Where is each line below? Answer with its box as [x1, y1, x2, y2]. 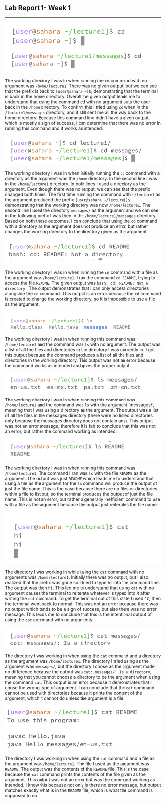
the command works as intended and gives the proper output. [5, 362, 131, 368]
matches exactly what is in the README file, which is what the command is [5, 787, 153, 793]
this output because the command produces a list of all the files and [5, 352, 144, 358]
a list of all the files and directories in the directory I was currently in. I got [5, 346, 155, 352]
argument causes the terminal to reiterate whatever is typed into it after [5, 590, 150, 596]
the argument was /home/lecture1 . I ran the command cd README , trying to [5, 274, 156, 280]
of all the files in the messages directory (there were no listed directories [5, 412, 153, 418]
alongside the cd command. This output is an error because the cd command [5, 290, 161, 296]
